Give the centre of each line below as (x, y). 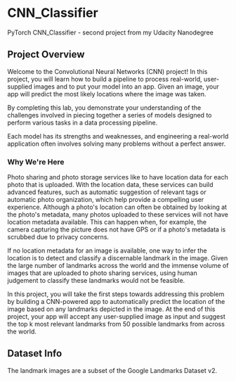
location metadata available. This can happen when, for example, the (107, 222)
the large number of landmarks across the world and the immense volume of (118, 266)
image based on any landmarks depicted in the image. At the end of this (111, 309)
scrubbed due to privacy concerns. (58, 237)
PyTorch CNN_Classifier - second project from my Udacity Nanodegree (111, 32)
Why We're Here (36, 162)
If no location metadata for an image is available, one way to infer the (107, 250)
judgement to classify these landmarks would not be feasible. (96, 281)
